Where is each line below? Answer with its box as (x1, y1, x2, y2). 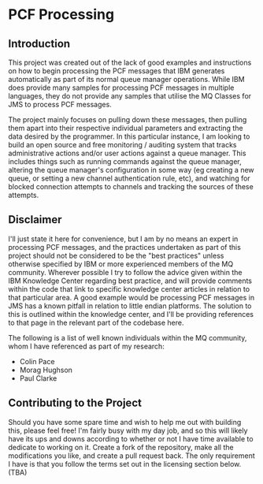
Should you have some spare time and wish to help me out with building (8, 417, 242, 426)
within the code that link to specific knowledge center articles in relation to (8, 284, 250, 293)
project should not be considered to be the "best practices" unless (8, 251, 224, 260)
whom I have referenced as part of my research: (8, 341, 165, 351)
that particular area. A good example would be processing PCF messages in (8, 292, 254, 302)
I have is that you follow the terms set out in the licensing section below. (8, 459, 242, 468)
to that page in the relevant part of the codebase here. (8, 318, 184, 327)
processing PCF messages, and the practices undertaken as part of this (8, 242, 242, 251)
